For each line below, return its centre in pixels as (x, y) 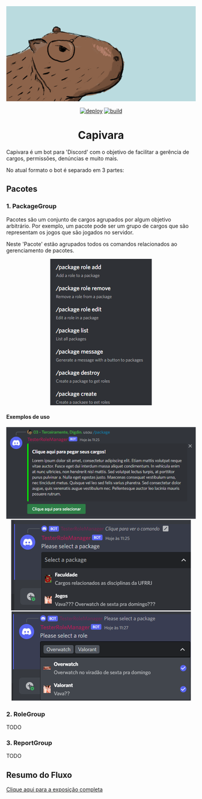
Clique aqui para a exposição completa (55, 789)
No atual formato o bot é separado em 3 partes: (65, 170)
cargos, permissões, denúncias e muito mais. (62, 158)
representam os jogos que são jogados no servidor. (70, 232)
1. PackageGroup (32, 206)
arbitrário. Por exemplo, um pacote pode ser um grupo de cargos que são (98, 226)
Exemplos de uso (28, 417)
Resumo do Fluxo (39, 775)
